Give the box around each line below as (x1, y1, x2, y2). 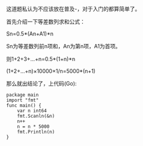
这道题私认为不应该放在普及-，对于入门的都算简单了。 (6, 5, 141, 12)
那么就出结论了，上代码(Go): (6, 80, 77, 87)
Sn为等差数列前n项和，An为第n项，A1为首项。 (6, 43, 121, 49)
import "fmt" (6, 97, 39, 103)
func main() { (6, 103, 42, 109)
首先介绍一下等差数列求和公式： (6, 18, 85, 25)
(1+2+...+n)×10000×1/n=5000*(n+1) (6, 68, 96, 74)
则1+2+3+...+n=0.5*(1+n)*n (6, 56, 76, 62)
